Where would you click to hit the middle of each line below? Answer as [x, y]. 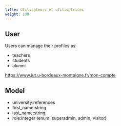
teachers [21, 55]
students [21, 61]
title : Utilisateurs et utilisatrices [44, 10]
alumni [19, 66]
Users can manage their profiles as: [41, 46]
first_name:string [29, 108]
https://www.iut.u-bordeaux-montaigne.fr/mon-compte [60, 75]
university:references [33, 102]
